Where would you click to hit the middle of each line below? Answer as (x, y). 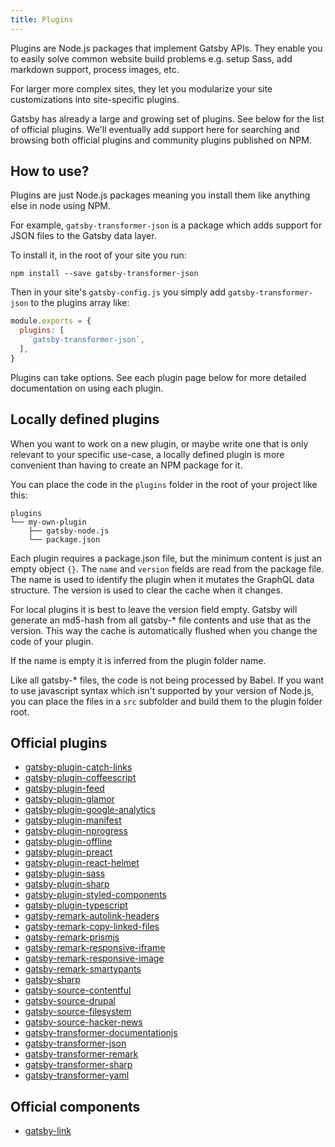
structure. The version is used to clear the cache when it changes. (146, 590)
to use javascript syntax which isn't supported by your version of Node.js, (162, 690)
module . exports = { (51, 321)
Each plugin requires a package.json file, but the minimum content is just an (166, 558)
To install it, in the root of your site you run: (98, 255)
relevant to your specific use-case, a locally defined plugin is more (147, 454)
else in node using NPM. (61, 206)
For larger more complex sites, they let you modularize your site (141, 88)
